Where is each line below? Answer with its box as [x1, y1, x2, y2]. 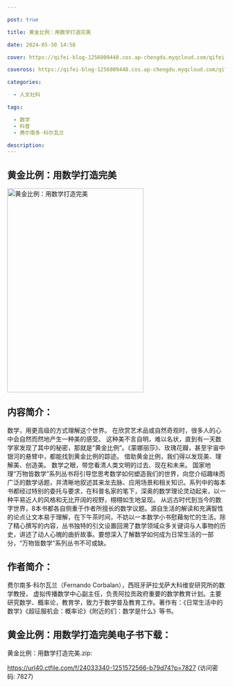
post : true [7, 16, 39, 23]
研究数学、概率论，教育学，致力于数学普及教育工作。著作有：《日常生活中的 [7, 598, 223, 607]
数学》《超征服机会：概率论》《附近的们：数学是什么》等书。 [7, 607, 178, 615]
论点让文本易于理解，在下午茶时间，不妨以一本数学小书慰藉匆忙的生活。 [12, 512, 220, 521]
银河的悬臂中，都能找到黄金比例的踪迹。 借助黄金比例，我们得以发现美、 [7, 452, 216, 460]
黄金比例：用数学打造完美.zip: [7, 649, 92, 657]
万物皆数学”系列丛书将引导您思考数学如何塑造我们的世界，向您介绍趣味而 [16, 469, 225, 478]
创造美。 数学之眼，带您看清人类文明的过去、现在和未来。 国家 [25, 460, 205, 469]
